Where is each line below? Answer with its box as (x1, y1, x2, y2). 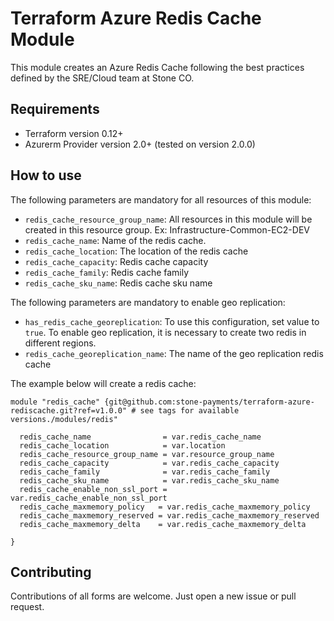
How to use (10, 167, 82, 184)
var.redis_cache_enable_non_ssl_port (10, 493, 168, 503)
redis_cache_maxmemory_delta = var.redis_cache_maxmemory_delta (19, 519, 307, 529)
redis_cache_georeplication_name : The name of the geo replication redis (24, 347, 324, 359)
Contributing (10, 563, 92, 581)
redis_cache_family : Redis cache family (24, 266, 190, 278)
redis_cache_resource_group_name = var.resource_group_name (19, 449, 275, 459)
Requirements (10, 101, 100, 118)
